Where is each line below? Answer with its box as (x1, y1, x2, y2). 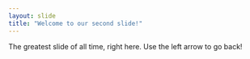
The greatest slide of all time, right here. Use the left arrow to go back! (8, 41, 243, 51)
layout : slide (8, 11, 57, 20)
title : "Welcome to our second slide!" (8, 19, 143, 27)
